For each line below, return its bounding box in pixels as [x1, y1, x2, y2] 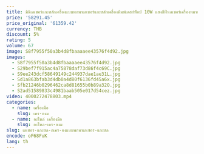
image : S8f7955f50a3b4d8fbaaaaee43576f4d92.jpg [6, 49, 129, 55]
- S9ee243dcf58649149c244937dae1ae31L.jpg [12, 71, 121, 77]
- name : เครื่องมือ [12, 104, 49, 111]
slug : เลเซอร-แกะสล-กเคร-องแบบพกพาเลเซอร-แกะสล [6, 127, 109, 133]
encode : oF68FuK [6, 133, 47, 139]
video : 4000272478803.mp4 [6, 93, 72, 99]
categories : [6, 99, 36, 105]
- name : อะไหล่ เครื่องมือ [12, 116, 63, 122]
